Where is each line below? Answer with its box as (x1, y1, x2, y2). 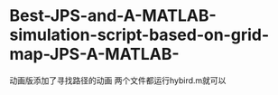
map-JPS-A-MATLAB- (9, 44, 180, 64)
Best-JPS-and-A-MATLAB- (9, 5, 217, 26)
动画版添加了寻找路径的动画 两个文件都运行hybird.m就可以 (9, 74, 227, 86)
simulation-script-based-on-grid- (9, 24, 269, 45)
